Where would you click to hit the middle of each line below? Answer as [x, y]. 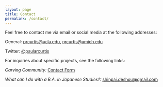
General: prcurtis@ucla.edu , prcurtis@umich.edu [54, 42]
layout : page [18, 9]
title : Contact [20, 14]
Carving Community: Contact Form [40, 70]
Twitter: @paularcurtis [27, 51]
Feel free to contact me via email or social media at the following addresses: [81, 33]
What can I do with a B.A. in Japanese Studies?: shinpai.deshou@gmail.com [81, 79]
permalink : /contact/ [27, 18]
